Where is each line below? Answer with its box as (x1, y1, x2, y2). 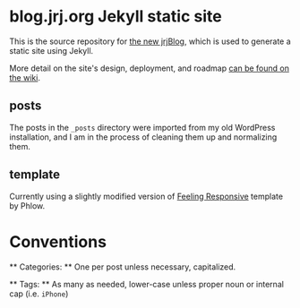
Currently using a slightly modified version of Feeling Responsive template (9, 191, 284, 201)
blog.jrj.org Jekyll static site (9, 6, 222, 27)
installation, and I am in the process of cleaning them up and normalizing (9, 132, 278, 142)
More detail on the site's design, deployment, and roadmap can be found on (9, 63, 289, 73)
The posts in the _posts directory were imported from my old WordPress (9, 122, 276, 133)
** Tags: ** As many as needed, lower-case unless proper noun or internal (9, 278, 285, 289)
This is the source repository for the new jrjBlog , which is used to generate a (9, 36, 291, 47)
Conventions (9, 231, 107, 252)
